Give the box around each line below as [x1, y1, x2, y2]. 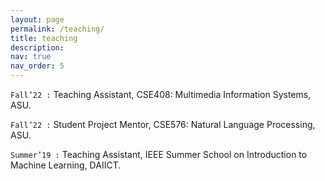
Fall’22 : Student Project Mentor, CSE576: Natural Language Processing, [10, 119, 316, 130]
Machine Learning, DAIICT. [10, 159, 122, 171]
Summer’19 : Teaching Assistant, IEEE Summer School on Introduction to [10, 149, 308, 160]
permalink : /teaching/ [10, 24, 105, 34]
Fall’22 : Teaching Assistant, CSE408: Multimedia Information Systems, [10, 89, 312, 100]
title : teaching [10, 33, 78, 43]
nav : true [10, 52, 52, 62]
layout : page [10, 14, 65, 25]
